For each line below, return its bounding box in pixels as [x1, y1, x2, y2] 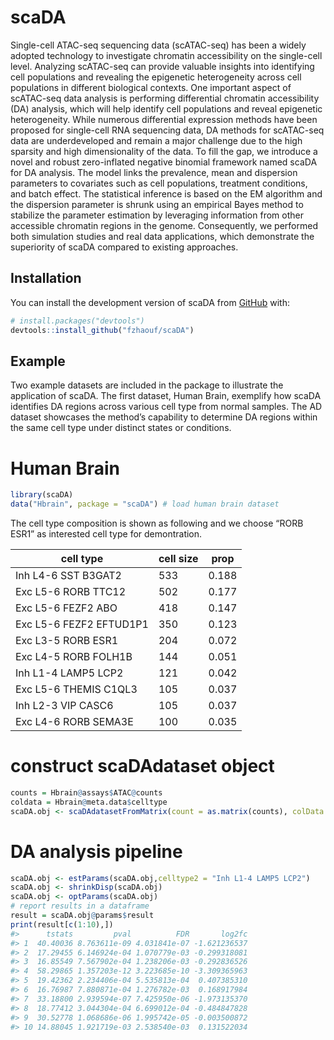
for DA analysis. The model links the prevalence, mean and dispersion [10, 166, 298, 178]
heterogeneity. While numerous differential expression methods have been [10, 113, 318, 125]
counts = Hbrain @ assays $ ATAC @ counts [10, 787, 163, 798]
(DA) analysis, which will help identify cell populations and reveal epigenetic [10, 102, 323, 115]
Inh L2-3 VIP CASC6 [15, 699, 114, 712]
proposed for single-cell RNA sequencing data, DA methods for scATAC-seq [10, 124, 325, 136]
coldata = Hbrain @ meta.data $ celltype [10, 797, 168, 807]
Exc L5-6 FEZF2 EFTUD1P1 [15, 617, 149, 631]
